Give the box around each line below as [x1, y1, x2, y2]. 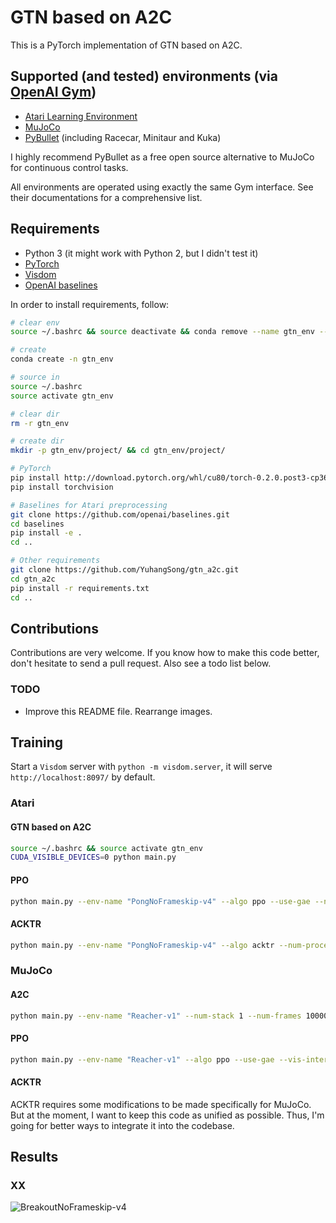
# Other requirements [10, 556, 101, 566]
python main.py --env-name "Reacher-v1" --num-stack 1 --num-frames [10, 1011, 302, 1021]
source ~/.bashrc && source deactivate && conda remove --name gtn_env [10, 327, 315, 337]
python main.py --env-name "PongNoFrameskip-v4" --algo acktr [10, 940, 275, 950]
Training [10, 734, 64, 751]
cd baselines [10, 519, 65, 529]
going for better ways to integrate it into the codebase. [10, 1119, 235, 1131]
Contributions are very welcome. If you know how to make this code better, [10, 647, 320, 659]
